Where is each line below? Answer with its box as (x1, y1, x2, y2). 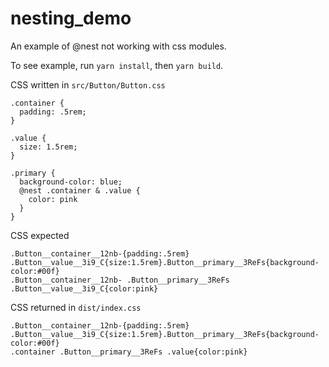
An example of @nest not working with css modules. (10, 40, 227, 52)
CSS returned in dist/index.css (10, 301, 142, 313)
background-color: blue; (19, 177, 123, 187)
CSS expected (10, 229, 70, 241)
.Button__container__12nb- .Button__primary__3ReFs (10, 275, 230, 285)
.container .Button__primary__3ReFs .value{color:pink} (10, 347, 248, 357)
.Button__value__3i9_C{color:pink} (10, 283, 159, 294)
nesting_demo (10, 7, 132, 30)
